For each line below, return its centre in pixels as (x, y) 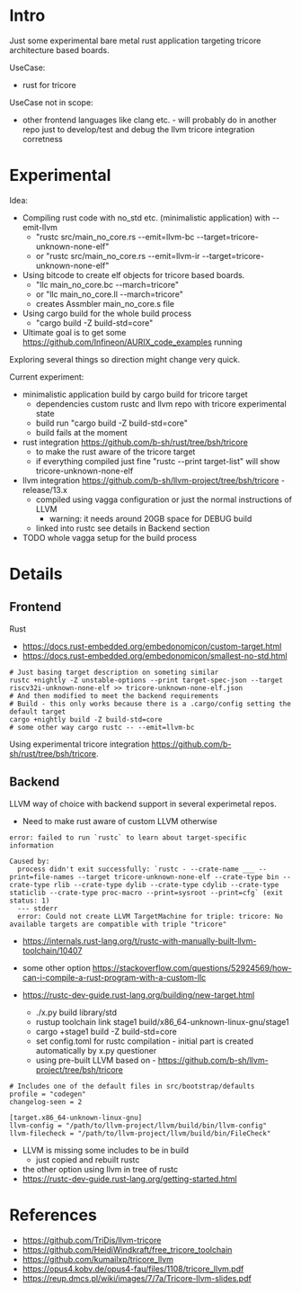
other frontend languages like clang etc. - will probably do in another (149, 120)
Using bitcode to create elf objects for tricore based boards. (133, 274)
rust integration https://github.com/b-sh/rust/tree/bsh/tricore (135, 442)
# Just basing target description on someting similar (114, 672)
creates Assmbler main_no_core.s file (105, 303)
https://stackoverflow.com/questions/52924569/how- (192, 967)
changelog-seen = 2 (46, 1102)
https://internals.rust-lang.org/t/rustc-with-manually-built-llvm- (139, 940)
